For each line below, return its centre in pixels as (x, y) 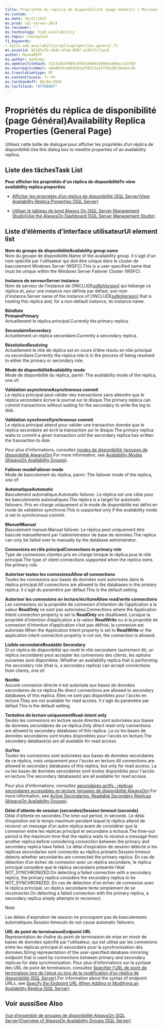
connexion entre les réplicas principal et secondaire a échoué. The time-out (80, 831)
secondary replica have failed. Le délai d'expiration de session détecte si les (81, 847)
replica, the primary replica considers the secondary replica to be (70, 878)
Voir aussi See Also (34, 1004)
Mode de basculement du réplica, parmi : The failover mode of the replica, (79, 475)
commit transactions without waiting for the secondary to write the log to (78, 405)
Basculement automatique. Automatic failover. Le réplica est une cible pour (79, 495)
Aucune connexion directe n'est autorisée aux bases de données (70, 685)
